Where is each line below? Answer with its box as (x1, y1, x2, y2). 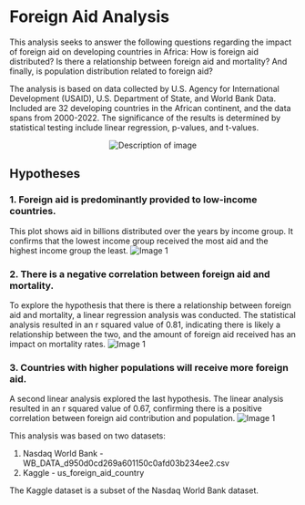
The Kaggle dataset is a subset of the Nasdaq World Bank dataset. (9, 485, 259, 496)
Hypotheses (9, 166, 81, 181)
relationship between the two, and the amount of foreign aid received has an (9, 328, 296, 339)
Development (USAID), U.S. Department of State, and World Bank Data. (9, 93, 276, 104)
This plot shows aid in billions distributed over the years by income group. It (9, 225, 293, 236)
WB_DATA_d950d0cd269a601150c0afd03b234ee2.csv (22, 458, 230, 469)
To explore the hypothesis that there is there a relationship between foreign (9, 299, 291, 311)
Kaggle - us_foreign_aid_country (22, 468, 145, 479)
